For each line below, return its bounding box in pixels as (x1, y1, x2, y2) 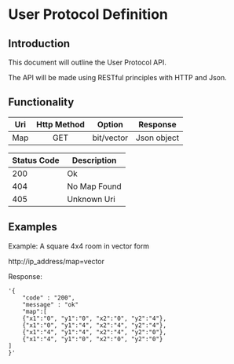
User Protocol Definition (8, 6, 169, 24)
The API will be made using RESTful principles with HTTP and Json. (8, 73, 227, 82)
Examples (8, 220, 57, 233)
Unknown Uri (67, 193, 115, 204)
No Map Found (67, 181, 122, 192)
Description (71, 155, 117, 166)
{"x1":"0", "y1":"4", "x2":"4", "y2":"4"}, (22, 321, 167, 329)
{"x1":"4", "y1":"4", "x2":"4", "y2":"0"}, (22, 328, 167, 336)
